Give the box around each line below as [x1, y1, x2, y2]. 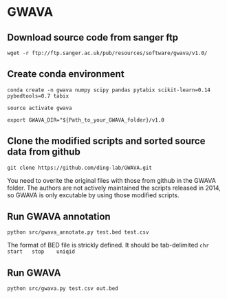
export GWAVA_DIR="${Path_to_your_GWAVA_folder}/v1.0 [7, 116, 165, 124]
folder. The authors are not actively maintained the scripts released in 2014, [7, 184, 221, 192]
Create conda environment [7, 68, 125, 80]
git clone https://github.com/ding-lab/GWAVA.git [7, 164, 153, 171]
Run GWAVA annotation [7, 211, 111, 223]
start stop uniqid [7, 248, 76, 255]
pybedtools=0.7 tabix [7, 92, 69, 100]
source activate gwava [7, 104, 72, 111]
